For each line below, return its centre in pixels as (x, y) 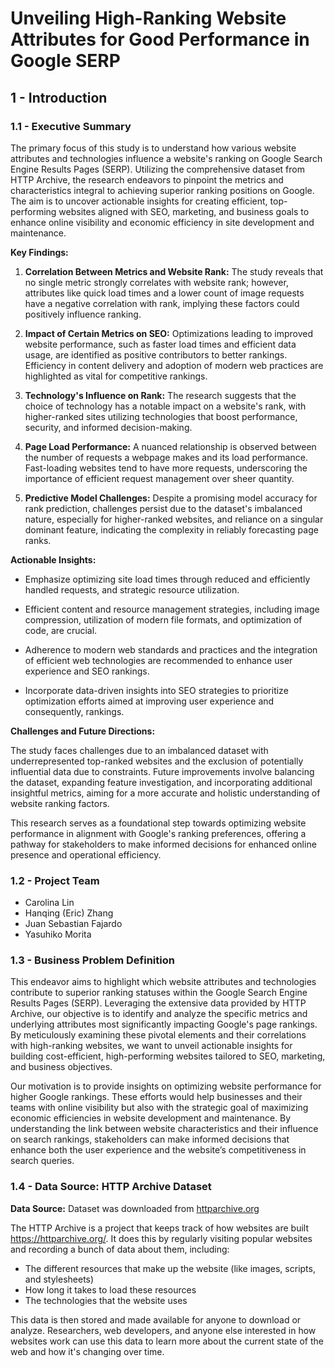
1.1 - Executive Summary (71, 126)
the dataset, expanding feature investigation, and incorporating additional (161, 782)
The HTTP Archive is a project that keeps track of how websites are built (159, 1228)
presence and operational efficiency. (86, 854)
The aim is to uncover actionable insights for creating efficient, (139, 201)
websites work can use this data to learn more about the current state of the (167, 1341)
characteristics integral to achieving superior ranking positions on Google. (162, 190)
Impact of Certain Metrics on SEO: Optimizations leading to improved (168, 333)
